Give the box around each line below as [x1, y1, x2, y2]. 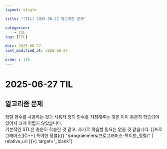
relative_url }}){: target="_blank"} [5, 138, 73, 144]
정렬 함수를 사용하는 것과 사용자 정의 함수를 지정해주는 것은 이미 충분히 [5, 114, 142, 120]
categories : [5, 25, 30, 30]
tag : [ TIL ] [5, 34, 28, 40]
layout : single [5, 7, 37, 12]
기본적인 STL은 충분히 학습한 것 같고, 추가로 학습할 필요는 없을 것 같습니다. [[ [5, 126, 155, 132]
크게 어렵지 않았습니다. [18, 120, 63, 126]
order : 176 [5, 57, 30, 62]
